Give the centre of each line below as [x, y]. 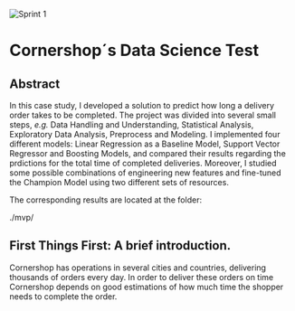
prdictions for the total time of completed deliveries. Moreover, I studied [143, 163]
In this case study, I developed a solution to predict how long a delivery [142, 105]
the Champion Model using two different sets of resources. [119, 182]
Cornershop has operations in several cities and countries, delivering [138, 268]
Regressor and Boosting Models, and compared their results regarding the [148, 153]
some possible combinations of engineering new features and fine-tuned [146, 173]
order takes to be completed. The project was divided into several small [143, 115]
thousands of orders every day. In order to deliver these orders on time [142, 277]
